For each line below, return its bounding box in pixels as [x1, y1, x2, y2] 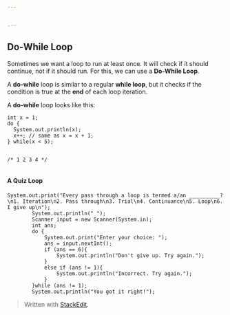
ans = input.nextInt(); [43, 240, 112, 247]
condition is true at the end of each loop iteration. [7, 87, 148, 96]
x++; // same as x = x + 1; [13, 132, 94, 139]
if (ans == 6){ [43, 246, 88, 253]
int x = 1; [7, 114, 39, 121]
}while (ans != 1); [32, 282, 88, 289]
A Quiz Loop [7, 177, 43, 185]
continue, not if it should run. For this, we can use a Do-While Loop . [7, 67, 200, 75]
